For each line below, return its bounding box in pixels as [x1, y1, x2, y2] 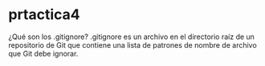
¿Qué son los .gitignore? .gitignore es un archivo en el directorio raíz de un [8, 32, 255, 41]
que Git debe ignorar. [8, 49, 79, 58]
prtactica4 [8, 6, 80, 24]
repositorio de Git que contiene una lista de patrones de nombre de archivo [8, 40, 257, 49]
